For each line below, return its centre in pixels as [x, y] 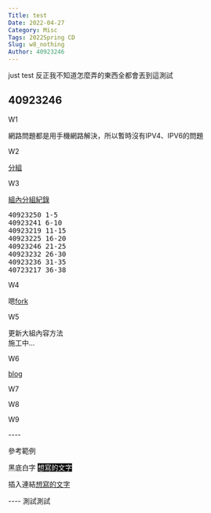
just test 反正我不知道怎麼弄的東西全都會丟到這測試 [91, 75]
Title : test [27, 15]
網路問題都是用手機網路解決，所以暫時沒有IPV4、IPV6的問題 [106, 135]
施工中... [22, 343]
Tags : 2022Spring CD [42, 37]
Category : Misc [33, 30]
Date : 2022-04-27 [36, 23]
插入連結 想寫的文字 [39, 484]
